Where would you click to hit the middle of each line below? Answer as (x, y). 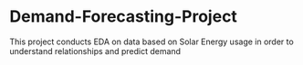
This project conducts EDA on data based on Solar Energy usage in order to (151, 42)
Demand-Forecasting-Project (123, 17)
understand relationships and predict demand (95, 51)
